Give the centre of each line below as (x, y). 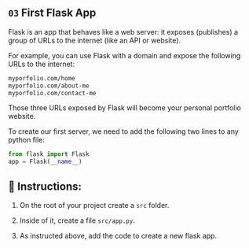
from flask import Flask (49, 154)
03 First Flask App (52, 13)
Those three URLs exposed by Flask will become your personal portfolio (124, 108)
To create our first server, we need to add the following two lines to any (124, 131)
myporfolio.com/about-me (49, 86)
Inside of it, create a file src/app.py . (77, 220)
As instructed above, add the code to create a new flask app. (118, 236)
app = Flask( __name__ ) (45, 162)
